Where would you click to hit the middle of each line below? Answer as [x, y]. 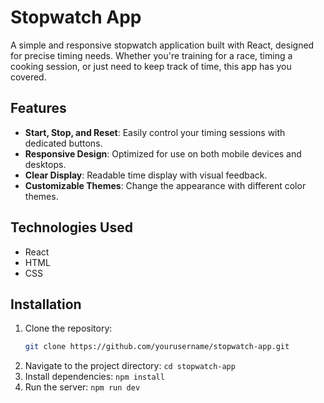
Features [38, 108]
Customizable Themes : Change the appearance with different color [165, 185]
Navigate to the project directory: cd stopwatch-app [130, 366]
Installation [46, 304]
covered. [28, 77]
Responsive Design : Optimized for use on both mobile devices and [163, 153]
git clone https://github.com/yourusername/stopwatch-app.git [157, 347]
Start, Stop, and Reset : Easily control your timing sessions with [155, 132]
